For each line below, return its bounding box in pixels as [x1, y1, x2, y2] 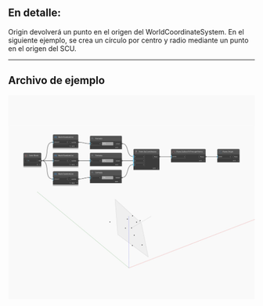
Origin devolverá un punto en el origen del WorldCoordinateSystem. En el [8, 27, 244, 36]
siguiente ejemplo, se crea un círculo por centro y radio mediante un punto [8, 35, 249, 45]
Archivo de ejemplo [8, 74, 106, 87]
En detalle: [8, 6, 61, 20]
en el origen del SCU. [8, 43, 77, 53]
